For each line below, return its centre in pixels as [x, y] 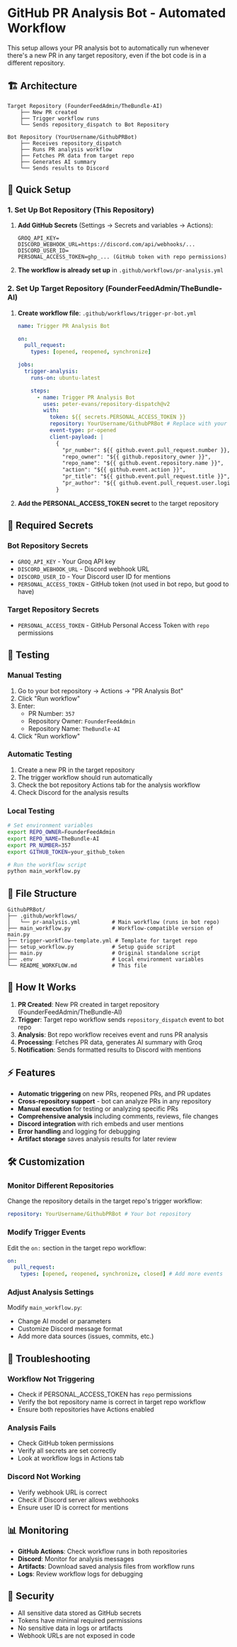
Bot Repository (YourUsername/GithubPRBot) [73, 137]
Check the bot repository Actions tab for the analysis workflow [109, 785]
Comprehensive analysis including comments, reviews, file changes [118, 1116]
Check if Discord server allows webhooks [78, 1499]
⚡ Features [31, 1073]
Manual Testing [35, 676]
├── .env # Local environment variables [105, 959]
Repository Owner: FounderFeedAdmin [82, 721]
